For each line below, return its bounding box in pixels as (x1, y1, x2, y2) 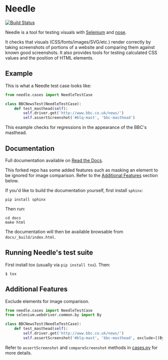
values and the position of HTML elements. (5, 54, 94, 60)
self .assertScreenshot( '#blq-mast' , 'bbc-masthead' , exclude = (23, 335, 155, 340)
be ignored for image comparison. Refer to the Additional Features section (5, 172, 158, 178)
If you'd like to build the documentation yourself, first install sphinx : (5, 187, 143, 193)
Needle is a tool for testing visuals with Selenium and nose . (5, 29, 127, 35)
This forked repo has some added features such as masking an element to (5, 167, 158, 173)
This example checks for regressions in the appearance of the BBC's (5, 124, 147, 130)
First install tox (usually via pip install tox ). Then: (5, 261, 111, 267)
